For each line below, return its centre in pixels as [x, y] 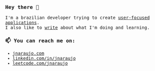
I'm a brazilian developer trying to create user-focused [77, 18]
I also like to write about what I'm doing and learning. [77, 28]
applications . [22, 23]
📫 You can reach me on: [40, 41]
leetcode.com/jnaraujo [40, 63]
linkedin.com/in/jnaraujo [44, 58]
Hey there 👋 [22, 7]
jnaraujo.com [28, 53]
